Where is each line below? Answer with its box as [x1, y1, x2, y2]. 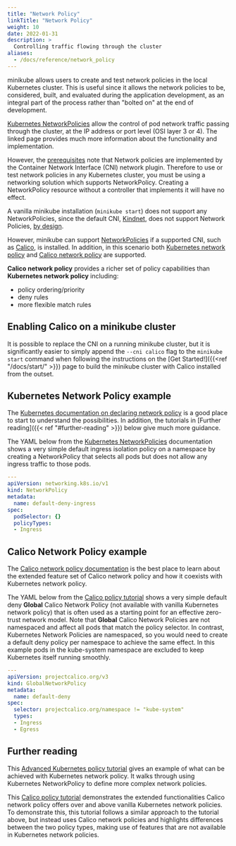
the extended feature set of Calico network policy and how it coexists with [7, 572, 223, 580]
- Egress [13, 725, 39, 733]
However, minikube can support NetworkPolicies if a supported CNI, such [7, 235, 221, 244]
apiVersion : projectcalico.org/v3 [7, 673, 109, 680]
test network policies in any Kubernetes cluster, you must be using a [7, 170, 206, 179]
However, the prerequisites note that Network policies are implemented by [7, 155, 223, 164]
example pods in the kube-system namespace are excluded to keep [7, 645, 204, 654]
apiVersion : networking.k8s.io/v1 [7, 480, 109, 487]
